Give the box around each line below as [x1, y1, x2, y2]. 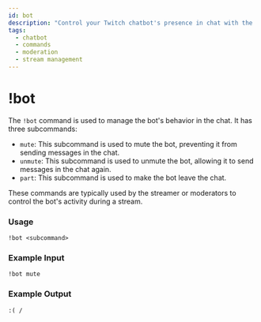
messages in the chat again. [19, 164, 112, 174]
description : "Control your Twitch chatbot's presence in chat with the [8, 19, 253, 27]
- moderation [15, 48, 59, 56]
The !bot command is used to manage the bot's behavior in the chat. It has [8, 115, 253, 125]
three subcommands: [8, 124, 78, 133]
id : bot [8, 11, 34, 20]
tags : [8, 26, 26, 34]
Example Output [8, 289, 72, 300]
